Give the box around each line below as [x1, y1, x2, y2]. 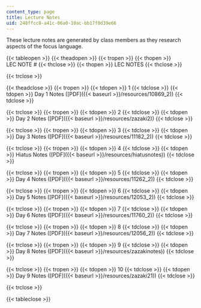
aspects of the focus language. [6, 43, 83, 50]
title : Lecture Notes [6, 14, 61, 20]
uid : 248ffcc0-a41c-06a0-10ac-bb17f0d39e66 [6, 20, 117, 26]
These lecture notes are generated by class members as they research [6, 37, 181, 44]
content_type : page [6, 8, 55, 15]
